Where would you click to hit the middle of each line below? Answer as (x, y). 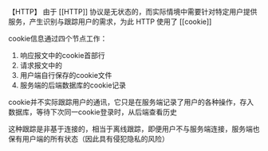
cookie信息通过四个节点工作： (58, 39)
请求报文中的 (41, 65)
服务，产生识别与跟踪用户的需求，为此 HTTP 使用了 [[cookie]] (110, 21)
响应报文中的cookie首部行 (62, 55)
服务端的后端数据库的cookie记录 (73, 85)
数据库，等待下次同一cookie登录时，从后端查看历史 (93, 112)
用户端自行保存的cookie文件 (66, 75)
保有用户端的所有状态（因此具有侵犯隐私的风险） (89, 139)
